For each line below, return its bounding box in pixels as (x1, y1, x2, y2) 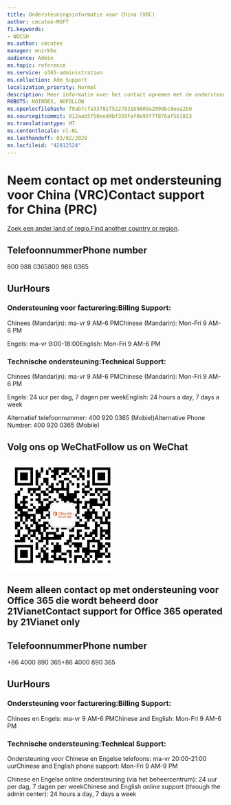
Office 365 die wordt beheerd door (7, 595, 159, 607)
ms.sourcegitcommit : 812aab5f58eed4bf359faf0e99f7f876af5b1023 (7, 113, 192, 120)
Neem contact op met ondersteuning (7, 172, 222, 188)
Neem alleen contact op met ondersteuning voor (7, 584, 219, 596)
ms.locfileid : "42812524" (7, 142, 81, 149)
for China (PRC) (7, 202, 98, 217)
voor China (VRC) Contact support (7, 187, 205, 202)
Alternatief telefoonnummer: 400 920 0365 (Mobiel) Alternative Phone (7, 414, 206, 422)
